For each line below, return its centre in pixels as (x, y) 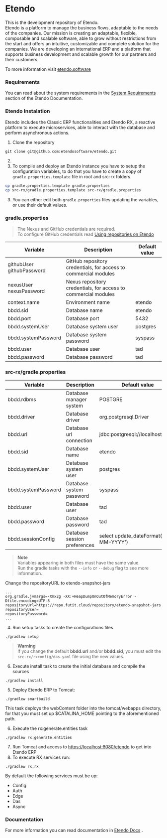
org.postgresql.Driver (124, 417)
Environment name (88, 302)
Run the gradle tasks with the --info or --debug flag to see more (83, 568)
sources (21, 671)
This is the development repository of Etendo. (52, 22)
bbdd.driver (21, 417)
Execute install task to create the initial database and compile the (79, 666)
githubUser (21, 264)
